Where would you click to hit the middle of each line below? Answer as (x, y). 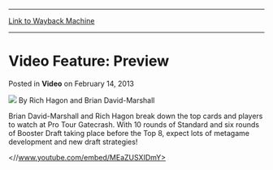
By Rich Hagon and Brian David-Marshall (87, 100)
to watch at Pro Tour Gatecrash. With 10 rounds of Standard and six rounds (134, 124)
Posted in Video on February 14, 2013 (71, 83)
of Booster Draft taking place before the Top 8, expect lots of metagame (129, 133)
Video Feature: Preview (89, 61)
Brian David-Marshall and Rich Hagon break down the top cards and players (136, 116)
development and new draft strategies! (73, 142)
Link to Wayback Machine (52, 21)
